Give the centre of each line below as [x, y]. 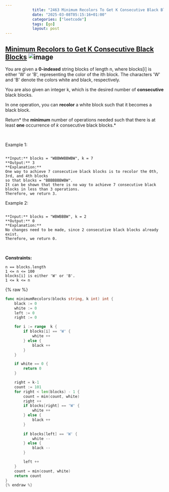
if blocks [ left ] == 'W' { [51, 434]
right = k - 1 [27, 383]
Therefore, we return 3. [31, 194]
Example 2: [17, 203]
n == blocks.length [26, 267]
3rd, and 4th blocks [27, 176]
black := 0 [26, 303]
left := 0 [25, 313]
